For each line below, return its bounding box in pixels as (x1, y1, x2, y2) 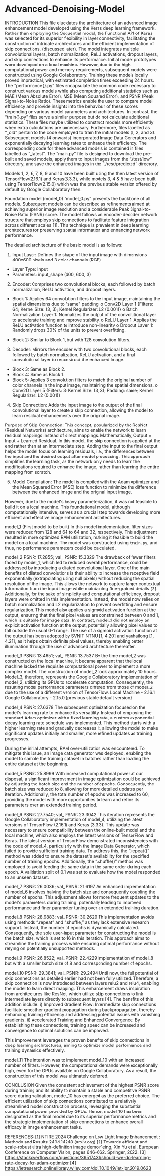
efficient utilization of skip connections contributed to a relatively (5, 1098, 137, 1104)
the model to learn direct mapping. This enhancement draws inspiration (5, 985, 150, 991)
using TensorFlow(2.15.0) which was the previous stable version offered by (5, 181, 157, 187)
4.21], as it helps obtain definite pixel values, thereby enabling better (5, 638, 144, 644)
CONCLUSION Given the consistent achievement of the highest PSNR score (5, 1082, 159, 1088)
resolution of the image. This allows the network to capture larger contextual (5, 580, 160, 587)
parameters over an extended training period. (5, 802, 98, 808)
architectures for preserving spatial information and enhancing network (5, 227, 150, 233)
